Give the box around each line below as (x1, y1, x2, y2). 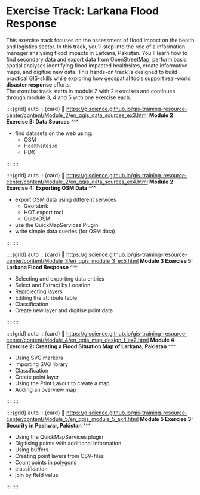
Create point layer (14, 373, 59, 380)
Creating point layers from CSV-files (14, 452, 104, 459)
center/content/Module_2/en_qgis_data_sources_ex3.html (6, 112, 148, 119)
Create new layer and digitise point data (14, 306, 113, 314)
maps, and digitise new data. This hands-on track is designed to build (6, 68, 178, 75)
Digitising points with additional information (14, 439, 122, 447)
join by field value (14, 471, 59, 478)
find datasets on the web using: (14, 130, 93, 137)
